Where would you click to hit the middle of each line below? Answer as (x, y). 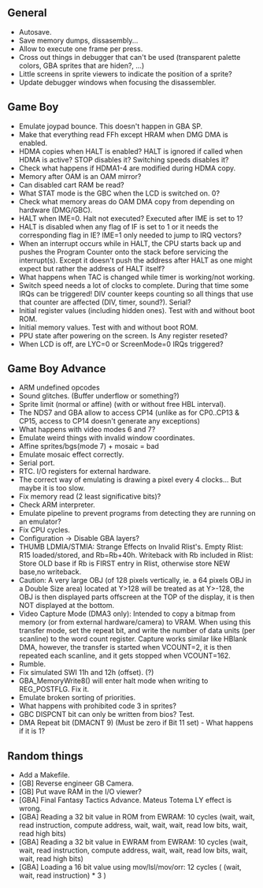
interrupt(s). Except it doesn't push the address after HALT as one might (135, 260)
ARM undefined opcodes (59, 388)
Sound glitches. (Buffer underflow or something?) (99, 396)
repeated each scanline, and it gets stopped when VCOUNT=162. (125, 656)
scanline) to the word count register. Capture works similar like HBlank (133, 639)
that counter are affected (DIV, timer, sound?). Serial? (105, 302)
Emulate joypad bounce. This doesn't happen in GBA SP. (111, 126)
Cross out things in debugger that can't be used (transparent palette (130, 57)
